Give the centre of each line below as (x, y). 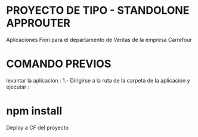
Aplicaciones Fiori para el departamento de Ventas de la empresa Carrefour (99, 39)
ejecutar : (18, 87)
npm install (34, 111)
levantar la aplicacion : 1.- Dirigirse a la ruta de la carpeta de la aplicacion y (98, 80)
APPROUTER (38, 23)
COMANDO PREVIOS (59, 64)
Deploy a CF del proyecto (37, 127)
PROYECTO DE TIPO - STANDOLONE (98, 10)
